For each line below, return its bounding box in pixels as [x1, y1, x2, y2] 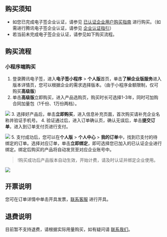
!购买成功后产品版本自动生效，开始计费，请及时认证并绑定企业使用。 [17, 157, 158, 163]
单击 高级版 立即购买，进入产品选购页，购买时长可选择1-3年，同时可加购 [12, 94, 159, 100]
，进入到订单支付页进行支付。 [9, 123, 71, 129]
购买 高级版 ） [12, 88, 39, 94]
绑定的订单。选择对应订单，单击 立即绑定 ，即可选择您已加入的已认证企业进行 [5, 140, 162, 146]
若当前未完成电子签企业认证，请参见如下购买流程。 [12, 31, 117, 37]
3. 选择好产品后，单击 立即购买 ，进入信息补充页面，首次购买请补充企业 [11, 111, 156, 117]
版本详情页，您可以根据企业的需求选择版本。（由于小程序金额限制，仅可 [12, 81, 159, 88]
